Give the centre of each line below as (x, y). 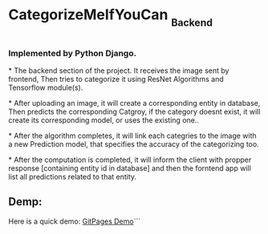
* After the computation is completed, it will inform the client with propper (130, 159)
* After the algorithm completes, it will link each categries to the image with (132, 135)
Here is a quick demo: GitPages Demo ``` (75, 221)
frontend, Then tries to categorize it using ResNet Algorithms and (116, 79)
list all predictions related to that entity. (73, 177)
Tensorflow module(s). (46, 87)
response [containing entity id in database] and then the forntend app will (130, 168)
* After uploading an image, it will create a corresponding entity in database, (134, 103)
